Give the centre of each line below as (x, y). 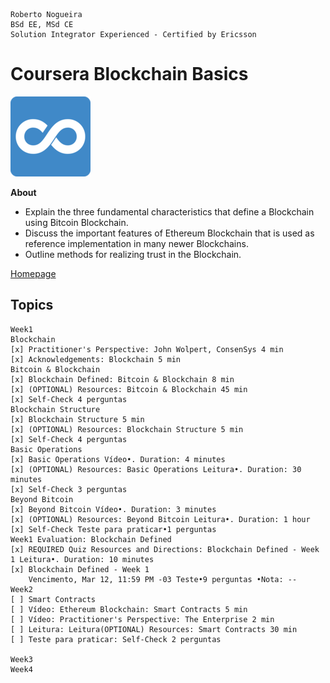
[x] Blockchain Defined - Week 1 (80, 569)
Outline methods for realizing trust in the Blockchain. (133, 254)
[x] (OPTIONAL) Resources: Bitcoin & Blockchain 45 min (129, 389)
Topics (32, 305)
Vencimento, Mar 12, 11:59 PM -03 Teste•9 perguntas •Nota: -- (163, 579)
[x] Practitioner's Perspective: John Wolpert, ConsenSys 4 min (147, 349)
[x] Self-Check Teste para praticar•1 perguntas (113, 529)
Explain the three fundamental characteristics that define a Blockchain (169, 211)
